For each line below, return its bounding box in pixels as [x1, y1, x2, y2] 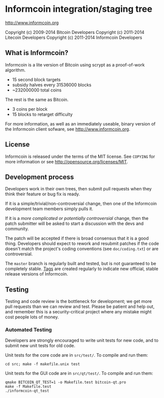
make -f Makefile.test [5, 384, 52, 389]
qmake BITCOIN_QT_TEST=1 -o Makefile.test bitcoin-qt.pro [5, 380, 126, 385]
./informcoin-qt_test [5, 389, 50, 394]
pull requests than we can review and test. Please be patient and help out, [5, 304, 155, 309]
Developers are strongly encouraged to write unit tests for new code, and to [5, 337, 159, 343]
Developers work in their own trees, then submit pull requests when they [5, 186, 152, 192]
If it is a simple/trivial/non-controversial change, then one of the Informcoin [5, 201, 157, 207]
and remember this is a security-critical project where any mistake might [5, 309, 152, 315]
